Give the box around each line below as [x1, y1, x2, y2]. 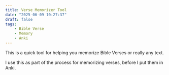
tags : [5, 21, 17, 27]
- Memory [14, 31, 33, 36]
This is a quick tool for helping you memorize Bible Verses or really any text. [5, 49, 164, 56]
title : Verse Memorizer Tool [5, 7, 67, 13]
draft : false [5, 17, 33, 22]
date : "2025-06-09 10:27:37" [5, 12, 67, 17]
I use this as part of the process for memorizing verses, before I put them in [5, 59, 163, 65]
